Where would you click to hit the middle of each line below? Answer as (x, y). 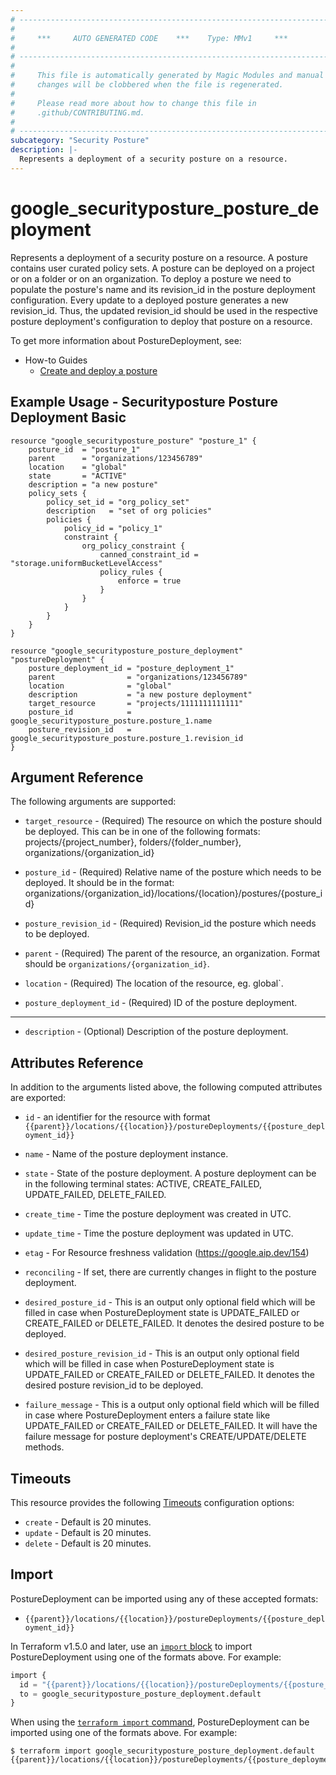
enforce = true (149, 581)
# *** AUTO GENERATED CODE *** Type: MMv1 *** (149, 38)
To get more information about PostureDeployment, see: (126, 340)
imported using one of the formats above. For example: (124, 1733)
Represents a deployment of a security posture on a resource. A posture (159, 257)
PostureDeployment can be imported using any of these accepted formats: (164, 1598)
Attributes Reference (77, 1062)
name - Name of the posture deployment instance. (126, 1154)
